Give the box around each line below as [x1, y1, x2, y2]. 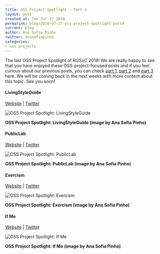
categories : [5, 39, 30, 44]
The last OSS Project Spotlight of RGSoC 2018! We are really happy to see [5, 57, 155, 63]
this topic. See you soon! [5, 78, 56, 84]
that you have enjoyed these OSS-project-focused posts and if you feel [5, 63, 150, 68]
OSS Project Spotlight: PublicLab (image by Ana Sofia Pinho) [5, 161, 131, 167]
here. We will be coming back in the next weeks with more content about [5, 73, 153, 79]
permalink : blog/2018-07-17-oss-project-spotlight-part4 [5, 21, 125, 26]
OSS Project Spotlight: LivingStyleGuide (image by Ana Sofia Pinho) [5, 119, 147, 126]
